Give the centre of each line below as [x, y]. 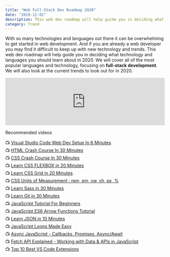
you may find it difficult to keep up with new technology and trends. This [81, 49]
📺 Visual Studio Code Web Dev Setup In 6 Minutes [58, 143]
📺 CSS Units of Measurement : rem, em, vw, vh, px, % [62, 181]
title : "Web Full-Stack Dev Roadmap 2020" [51, 10]
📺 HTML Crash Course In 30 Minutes [44, 151]
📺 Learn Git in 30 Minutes [32, 196]
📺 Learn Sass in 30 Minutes [35, 189]
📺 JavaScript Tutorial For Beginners [43, 204]
